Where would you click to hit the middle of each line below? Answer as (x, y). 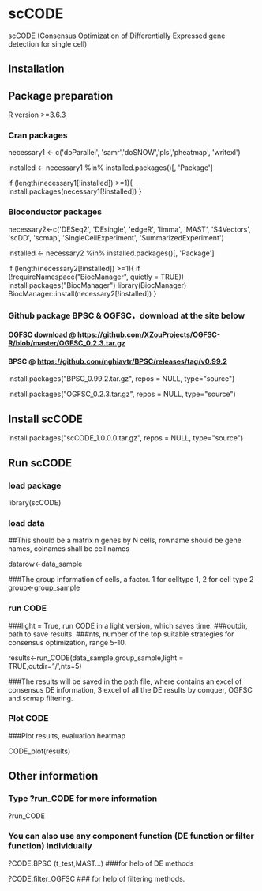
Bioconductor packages (55, 212)
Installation (36, 69)
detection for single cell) (48, 43)
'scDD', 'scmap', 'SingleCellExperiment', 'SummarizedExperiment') (116, 237)
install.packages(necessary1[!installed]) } (75, 191)
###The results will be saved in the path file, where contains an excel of (125, 681)
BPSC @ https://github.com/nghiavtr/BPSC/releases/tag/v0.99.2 (118, 361)
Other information (53, 776)
